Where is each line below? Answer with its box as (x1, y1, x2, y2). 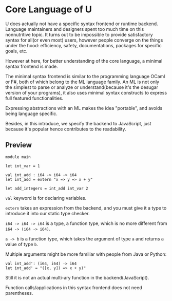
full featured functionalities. (5, 95, 64, 101)
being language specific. (5, 110, 58, 117)
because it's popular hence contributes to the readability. (5, 126, 127, 132)
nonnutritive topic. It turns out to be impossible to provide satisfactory (5, 31, 153, 37)
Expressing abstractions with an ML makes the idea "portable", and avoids (5, 105, 163, 111)
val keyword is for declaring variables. (5, 195, 87, 201)
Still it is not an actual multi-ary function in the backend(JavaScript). (5, 274, 149, 280)
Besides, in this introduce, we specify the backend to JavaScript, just (5, 120, 151, 126)
